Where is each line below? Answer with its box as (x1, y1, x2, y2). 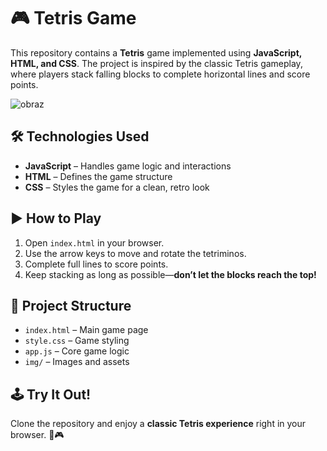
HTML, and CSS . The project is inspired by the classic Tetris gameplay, (10, 57, 303, 69)
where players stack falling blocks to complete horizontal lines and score (10, 68, 311, 80)
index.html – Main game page (24, 324, 149, 336)
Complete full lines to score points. (24, 258, 169, 270)
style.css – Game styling (24, 335, 130, 347)
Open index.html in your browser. (24, 236, 165, 249)
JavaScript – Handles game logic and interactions (24, 160, 232, 172)
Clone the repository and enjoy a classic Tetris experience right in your (10, 418, 307, 430)
